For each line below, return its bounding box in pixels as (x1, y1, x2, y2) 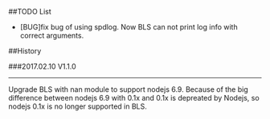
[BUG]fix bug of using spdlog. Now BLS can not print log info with (19, 22, 239, 31)
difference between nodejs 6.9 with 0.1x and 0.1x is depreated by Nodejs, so (8, 93, 260, 102)
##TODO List (8, 7, 52, 16)
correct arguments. (19, 31, 84, 40)
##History (8, 46, 42, 55)
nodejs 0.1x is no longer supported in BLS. (8, 101, 147, 111)
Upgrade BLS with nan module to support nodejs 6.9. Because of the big (8, 85, 249, 94)
